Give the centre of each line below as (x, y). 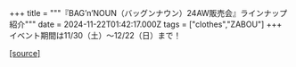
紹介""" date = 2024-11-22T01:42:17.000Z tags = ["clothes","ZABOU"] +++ (146, 24)
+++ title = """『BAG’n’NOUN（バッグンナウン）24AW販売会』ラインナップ (148, 13)
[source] (25, 53)
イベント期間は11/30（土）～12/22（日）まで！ (95, 35)
